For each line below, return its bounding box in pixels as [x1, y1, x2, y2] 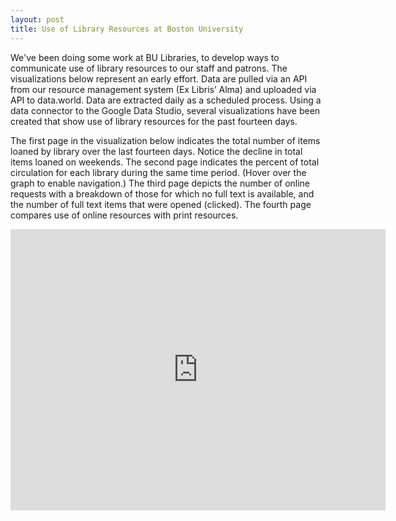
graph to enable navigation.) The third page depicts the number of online [10, 177, 311, 189]
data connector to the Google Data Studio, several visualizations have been [10, 104, 321, 116]
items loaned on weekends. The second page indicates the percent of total [10, 156, 320, 168]
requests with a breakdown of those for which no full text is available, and [10, 187, 315, 200]
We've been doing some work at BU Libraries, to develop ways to [10, 51, 280, 63]
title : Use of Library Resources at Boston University [10, 24, 244, 34]
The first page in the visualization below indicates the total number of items [10, 134, 321, 146]
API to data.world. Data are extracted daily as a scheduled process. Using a [10, 94, 322, 106]
